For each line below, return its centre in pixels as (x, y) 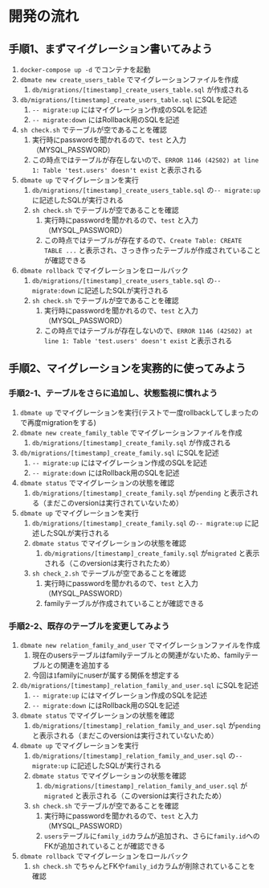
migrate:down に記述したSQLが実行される (100, 291)
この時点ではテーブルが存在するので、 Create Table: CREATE (143, 240)
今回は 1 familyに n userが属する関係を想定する (106, 675)
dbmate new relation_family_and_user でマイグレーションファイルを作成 (140, 645)
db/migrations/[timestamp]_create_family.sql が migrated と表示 (152, 553)
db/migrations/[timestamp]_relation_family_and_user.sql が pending (146, 725)
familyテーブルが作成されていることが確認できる (124, 603)
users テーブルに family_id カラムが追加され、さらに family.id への (152, 836)
